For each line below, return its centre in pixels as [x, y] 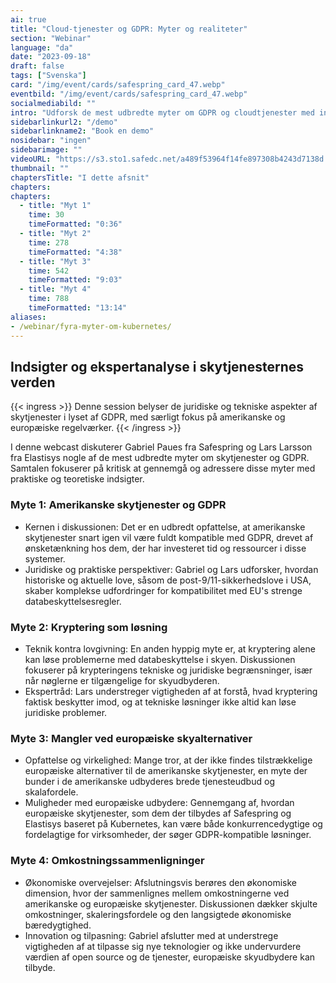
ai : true [28, 19]
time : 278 [49, 242]
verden [33, 382]
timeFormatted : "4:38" [75, 252]
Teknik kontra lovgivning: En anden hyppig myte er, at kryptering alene [170, 648]
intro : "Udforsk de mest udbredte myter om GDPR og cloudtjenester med [162, 112]
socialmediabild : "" [53, 103]
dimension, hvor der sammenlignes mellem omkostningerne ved [157, 893]
